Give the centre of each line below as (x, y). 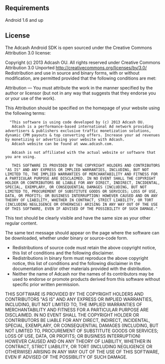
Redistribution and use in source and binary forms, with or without (72, 73)
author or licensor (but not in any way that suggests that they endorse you (81, 93)
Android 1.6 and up (24, 20)
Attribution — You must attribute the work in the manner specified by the (79, 88)
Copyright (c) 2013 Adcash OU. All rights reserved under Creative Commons (83, 62)
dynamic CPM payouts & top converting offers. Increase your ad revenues (83, 135)
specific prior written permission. (46, 284)
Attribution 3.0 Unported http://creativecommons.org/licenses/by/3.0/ (76, 68)
